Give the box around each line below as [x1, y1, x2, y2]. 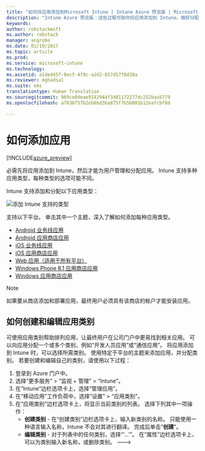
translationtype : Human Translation [6, 89, 99, 95]
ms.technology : [6, 65, 45, 72]
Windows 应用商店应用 [15, 272, 73, 279]
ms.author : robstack [6, 32, 59, 38]
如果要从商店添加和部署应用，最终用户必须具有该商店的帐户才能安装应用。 [6, 297, 193, 304]
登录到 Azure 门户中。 [15, 370, 71, 377]
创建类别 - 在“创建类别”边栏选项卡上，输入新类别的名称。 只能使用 [24, 416, 192, 423]
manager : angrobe [6, 37, 51, 43]
